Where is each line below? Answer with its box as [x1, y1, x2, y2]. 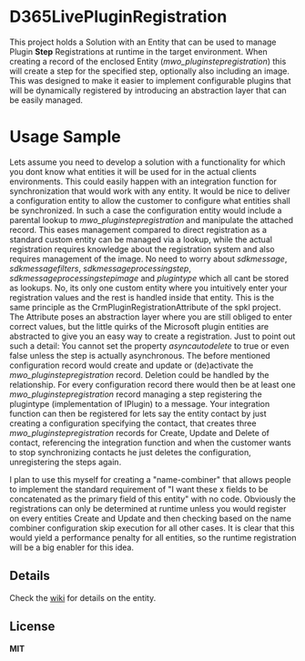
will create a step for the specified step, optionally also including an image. [9, 66, 290, 76]
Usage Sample [9, 127, 121, 147]
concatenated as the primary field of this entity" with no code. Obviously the [9, 493, 296, 504]
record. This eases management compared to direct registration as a [9, 224, 267, 235]
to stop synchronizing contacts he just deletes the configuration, [9, 446, 252, 457]
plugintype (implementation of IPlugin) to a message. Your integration [9, 398, 270, 409]
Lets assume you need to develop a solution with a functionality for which [9, 157, 286, 168]
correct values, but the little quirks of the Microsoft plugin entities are [9, 320, 269, 331]
